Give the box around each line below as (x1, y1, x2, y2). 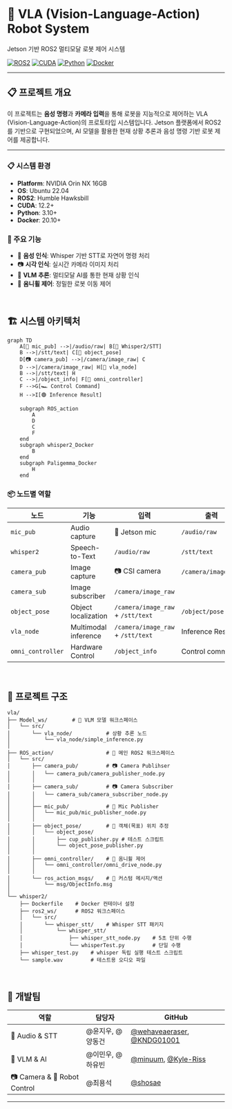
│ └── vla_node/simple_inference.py (7, 736, 144, 743)
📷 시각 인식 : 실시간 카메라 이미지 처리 (17, 260, 119, 268)
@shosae (130, 1077, 161, 1087)
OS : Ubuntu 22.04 (17, 187, 69, 195)
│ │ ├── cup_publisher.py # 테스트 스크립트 (7, 836, 164, 843)
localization (70, 612, 108, 621)
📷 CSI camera (114, 566, 162, 576)
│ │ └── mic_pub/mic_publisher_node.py (7, 809, 147, 816)
